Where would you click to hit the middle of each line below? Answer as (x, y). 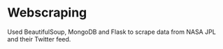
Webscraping (47, 13)
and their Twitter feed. (39, 39)
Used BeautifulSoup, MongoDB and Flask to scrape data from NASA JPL (112, 32)
